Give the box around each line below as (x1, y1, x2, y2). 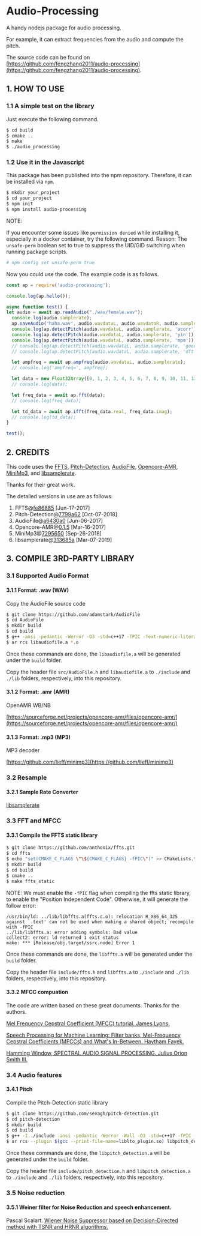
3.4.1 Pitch (6, 1085, 33, 1093)
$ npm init (6, 201, 33, 207)
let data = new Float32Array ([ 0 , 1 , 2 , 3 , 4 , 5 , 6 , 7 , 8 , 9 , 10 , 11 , (11, 376, 189, 382)
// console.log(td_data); (11, 414, 77, 420)
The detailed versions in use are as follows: (6, 492, 113, 499)
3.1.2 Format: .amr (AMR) (6, 689, 70, 696)
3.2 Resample (6, 773, 47, 782)
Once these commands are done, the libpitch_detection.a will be (6, 1150, 170, 1157)
